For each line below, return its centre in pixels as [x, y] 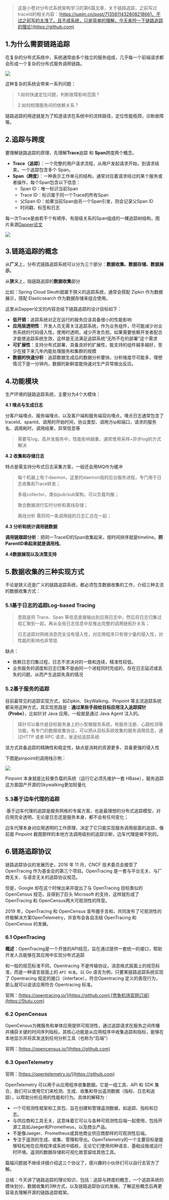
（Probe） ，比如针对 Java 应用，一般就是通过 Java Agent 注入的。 [74, 713]
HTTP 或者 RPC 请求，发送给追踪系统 [61, 737]
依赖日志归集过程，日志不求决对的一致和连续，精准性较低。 [74, 662]
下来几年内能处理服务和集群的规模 [61, 351]
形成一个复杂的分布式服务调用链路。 [47, 63]
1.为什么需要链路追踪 [38, 44]
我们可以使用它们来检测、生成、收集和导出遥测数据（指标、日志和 [82, 1091]
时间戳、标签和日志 [40, 207]
